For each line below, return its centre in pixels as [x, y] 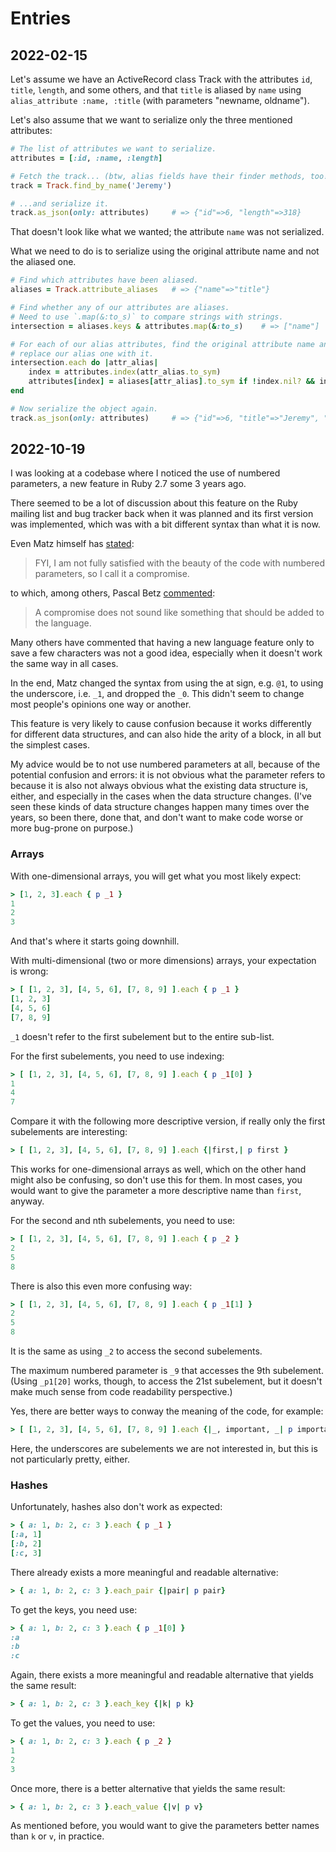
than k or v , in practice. [57, 1836]
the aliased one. [43, 262]
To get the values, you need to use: [83, 1723]
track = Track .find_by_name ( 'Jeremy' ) [91, 185]
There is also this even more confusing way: [101, 1286]
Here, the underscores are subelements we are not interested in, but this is [164, 1448]
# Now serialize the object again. [84, 408]
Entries [41, 18]
